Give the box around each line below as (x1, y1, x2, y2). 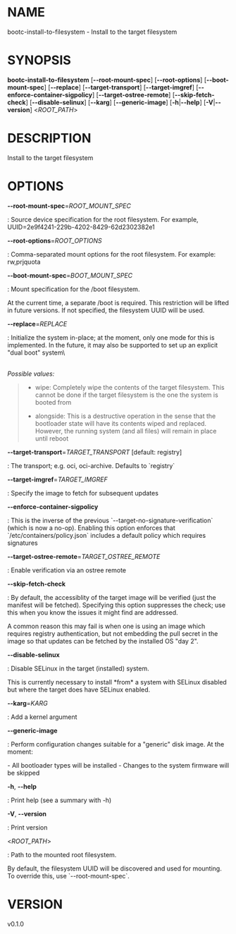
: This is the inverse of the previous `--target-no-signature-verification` (7, 516, 213, 524)
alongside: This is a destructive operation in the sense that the (35, 412, 216, 420)
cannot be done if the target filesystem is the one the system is (35, 391, 218, 399)
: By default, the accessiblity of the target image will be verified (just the (7, 593, 216, 601)
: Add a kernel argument (7, 713, 77, 721)
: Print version (7, 823, 48, 832)
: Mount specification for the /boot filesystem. (7, 285, 140, 293)
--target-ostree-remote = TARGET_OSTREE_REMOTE (7, 552, 161, 560)
